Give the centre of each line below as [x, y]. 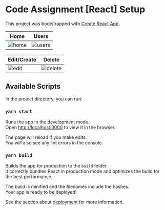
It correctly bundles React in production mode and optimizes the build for [82, 171]
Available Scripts [33, 86]
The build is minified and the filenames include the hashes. [67, 187]
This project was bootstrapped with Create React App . [63, 24]
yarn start [19, 111]
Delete [51, 59]
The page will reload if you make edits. [46, 137]
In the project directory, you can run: [44, 99]
